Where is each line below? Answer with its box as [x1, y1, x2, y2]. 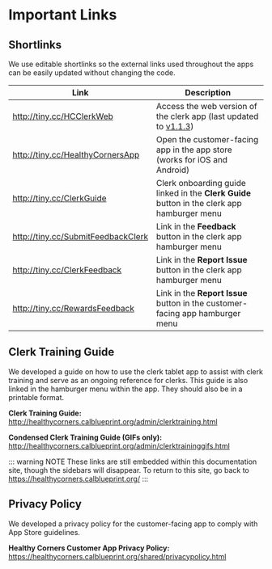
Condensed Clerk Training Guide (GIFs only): [8, 432, 163, 442]
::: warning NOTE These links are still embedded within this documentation [8, 457, 257, 466]
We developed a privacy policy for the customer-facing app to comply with [8, 519, 258, 529]
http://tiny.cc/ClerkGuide [12, 192, 107, 204]
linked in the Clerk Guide [155, 188, 251, 199]
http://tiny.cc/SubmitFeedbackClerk [12, 231, 148, 242]
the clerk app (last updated [155, 111, 259, 122]
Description [185, 87, 232, 98]
